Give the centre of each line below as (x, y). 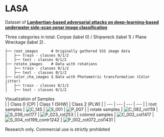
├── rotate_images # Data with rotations (51, 64)
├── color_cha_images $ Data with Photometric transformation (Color (78, 77)
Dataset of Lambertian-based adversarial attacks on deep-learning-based (82, 22)
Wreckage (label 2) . (25, 42)
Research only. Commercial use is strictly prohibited (58, 129)
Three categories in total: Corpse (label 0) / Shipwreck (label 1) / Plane (76, 37)
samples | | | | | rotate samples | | (82, 109)
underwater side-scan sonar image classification (56, 27)
